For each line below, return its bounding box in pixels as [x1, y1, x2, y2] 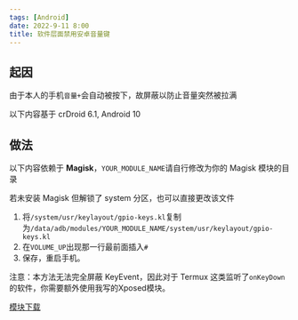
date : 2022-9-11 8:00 [9, 21, 90, 30]
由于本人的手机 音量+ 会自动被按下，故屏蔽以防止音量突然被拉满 [9, 90, 238, 100]
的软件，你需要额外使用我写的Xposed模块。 [9, 283, 171, 293]
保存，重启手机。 [21, 252, 85, 263]
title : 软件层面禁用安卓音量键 [9, 29, 110, 38]
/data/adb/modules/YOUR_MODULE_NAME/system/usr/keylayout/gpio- [29, 224, 274, 233]
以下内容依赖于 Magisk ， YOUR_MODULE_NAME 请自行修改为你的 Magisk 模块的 [9, 163, 282, 173]
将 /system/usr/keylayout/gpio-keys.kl [21, 212, 166, 222]
